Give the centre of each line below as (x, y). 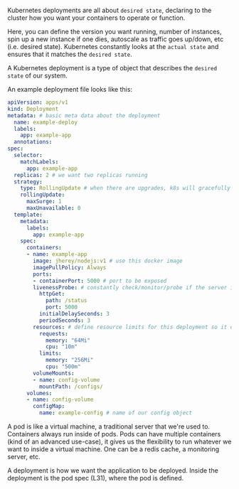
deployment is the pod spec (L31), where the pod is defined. (96, 478)
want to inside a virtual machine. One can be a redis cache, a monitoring (113, 449)
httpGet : (52, 294)
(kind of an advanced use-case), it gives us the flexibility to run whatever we (119, 441)
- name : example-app (57, 254)
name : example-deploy (46, 122)
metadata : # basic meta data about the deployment (84, 115)
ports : (43, 274)
